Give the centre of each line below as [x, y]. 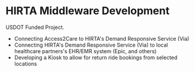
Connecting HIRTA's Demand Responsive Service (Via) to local [91, 45]
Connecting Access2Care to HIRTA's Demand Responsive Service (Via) [102, 38]
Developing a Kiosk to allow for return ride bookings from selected [96, 57]
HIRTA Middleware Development [88, 11]
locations [25, 64]
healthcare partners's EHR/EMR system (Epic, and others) [85, 51]
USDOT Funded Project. [35, 27]
